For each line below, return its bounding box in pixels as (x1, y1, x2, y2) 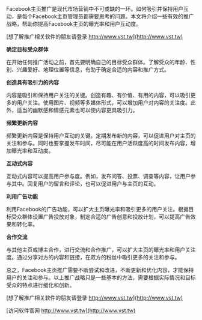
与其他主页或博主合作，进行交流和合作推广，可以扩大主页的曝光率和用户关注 (6, 246, 196, 253)
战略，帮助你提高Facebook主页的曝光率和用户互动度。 (6, 20, 141, 27)
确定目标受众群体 (6, 46, 49, 53)
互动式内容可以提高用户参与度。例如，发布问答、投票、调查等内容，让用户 (6, 173, 191, 180)
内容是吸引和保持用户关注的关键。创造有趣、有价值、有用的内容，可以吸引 (6, 92, 191, 98)
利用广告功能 (6, 193, 38, 200)
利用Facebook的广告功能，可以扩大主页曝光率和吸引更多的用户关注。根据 (6, 206, 189, 213)
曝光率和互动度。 (11, 147, 54, 154)
